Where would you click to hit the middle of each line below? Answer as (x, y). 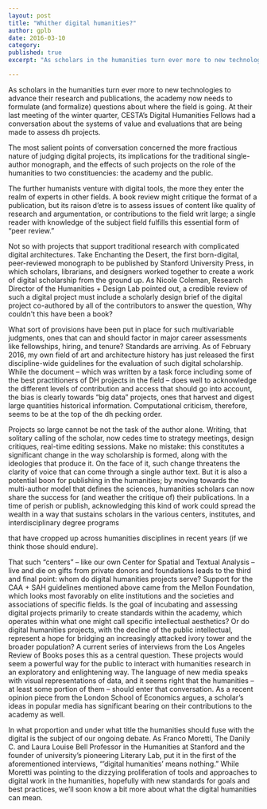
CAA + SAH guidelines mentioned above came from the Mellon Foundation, (132, 587)
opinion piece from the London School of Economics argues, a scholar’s (126, 697)
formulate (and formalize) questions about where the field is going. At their (130, 106)
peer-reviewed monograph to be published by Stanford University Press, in (131, 263)
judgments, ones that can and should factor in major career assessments (128, 338)
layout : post (30, 16)
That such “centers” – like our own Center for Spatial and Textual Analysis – (132, 562)
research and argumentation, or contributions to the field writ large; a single (132, 214)
